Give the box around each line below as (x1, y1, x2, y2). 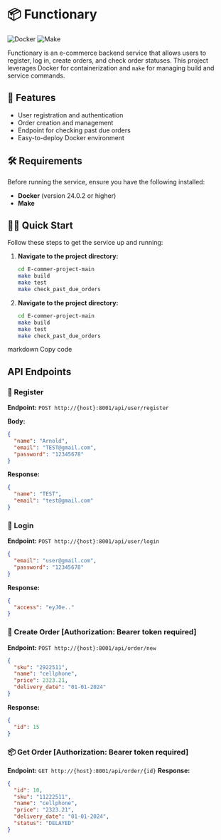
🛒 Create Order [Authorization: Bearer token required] (7, 627, 197, 637)
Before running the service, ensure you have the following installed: (7, 177, 205, 186)
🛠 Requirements (7, 155, 83, 167)
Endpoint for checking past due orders (17, 126, 131, 135)
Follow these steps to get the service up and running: (7, 238, 163, 247)
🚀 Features (7, 92, 56, 104)
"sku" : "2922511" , (14, 663, 69, 671)
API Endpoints (7, 365, 72, 378)
